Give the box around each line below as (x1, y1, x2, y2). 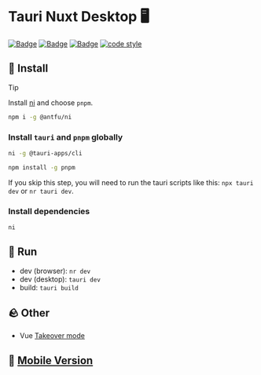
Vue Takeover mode (19, 331, 85, 340)
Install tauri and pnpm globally (8, 132, 123, 143)
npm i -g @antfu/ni (8, 113, 72, 121)
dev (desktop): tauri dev (19, 274, 101, 284)
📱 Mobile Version (8, 354, 94, 367)
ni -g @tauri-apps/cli (8, 149, 83, 157)
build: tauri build (19, 282, 79, 292)
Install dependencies (8, 206, 90, 217)
